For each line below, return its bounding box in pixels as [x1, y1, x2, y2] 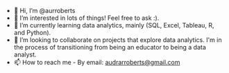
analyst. [13, 50, 37, 59]
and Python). [13, 28, 51, 36]
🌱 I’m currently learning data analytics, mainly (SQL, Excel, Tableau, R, [13, 21, 214, 29]
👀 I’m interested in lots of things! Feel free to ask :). [13, 14, 160, 22]
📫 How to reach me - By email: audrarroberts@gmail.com [13, 59, 180, 66]
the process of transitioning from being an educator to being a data [13, 43, 207, 51]
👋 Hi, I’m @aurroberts [13, 7, 76, 14]
